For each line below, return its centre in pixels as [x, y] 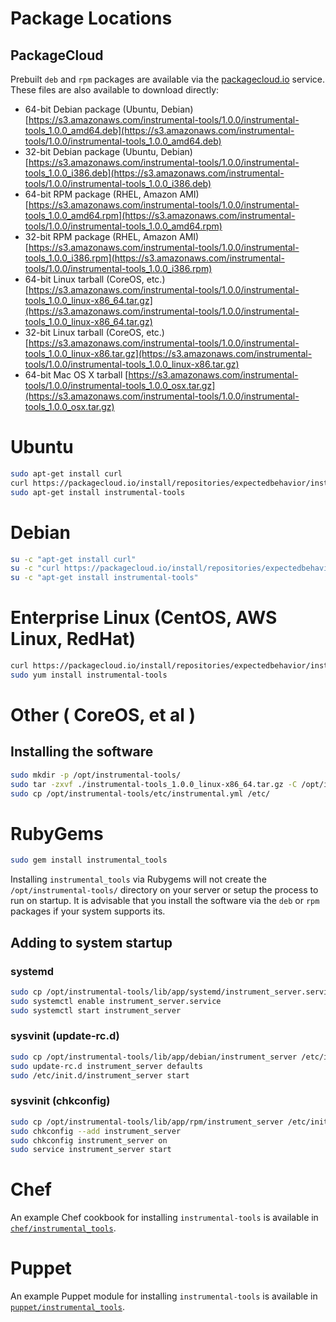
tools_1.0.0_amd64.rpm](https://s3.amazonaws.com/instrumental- [160, 215]
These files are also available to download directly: [115, 90]
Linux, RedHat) [73, 639]
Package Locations [91, 18]
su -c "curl [35, 568]
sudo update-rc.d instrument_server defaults [106, 1066]
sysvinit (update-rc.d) [65, 1036]
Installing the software [82, 752]
